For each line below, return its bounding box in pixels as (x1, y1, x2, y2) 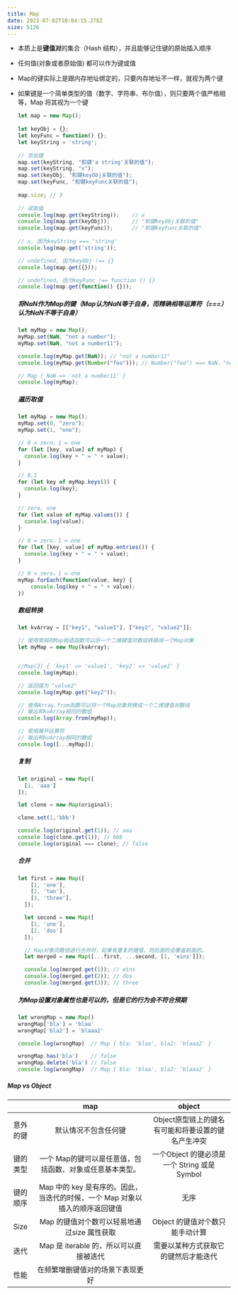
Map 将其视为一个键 (30, 98, 89, 107)
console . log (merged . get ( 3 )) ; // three (24, 980, 139, 987)
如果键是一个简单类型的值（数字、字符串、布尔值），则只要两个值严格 (17, 90, 220, 98)
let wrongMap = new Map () (17, 1014, 94, 1021)
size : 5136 (7, 23, 40, 31)
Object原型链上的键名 (153, 1115, 225, 1125)
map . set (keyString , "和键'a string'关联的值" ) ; (17, 158, 154, 166)
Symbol (176, 1169, 202, 1179)
